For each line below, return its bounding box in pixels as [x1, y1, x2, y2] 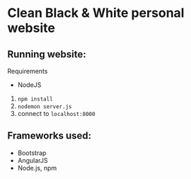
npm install [17, 96, 53, 103]
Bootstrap [17, 149, 47, 157]
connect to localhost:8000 [17, 110, 95, 117]
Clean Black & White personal [7, 5, 185, 21]
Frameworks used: [7, 129, 92, 142]
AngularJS [17, 156, 48, 164]
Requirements [7, 67, 48, 75]
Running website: [7, 48, 86, 60]
